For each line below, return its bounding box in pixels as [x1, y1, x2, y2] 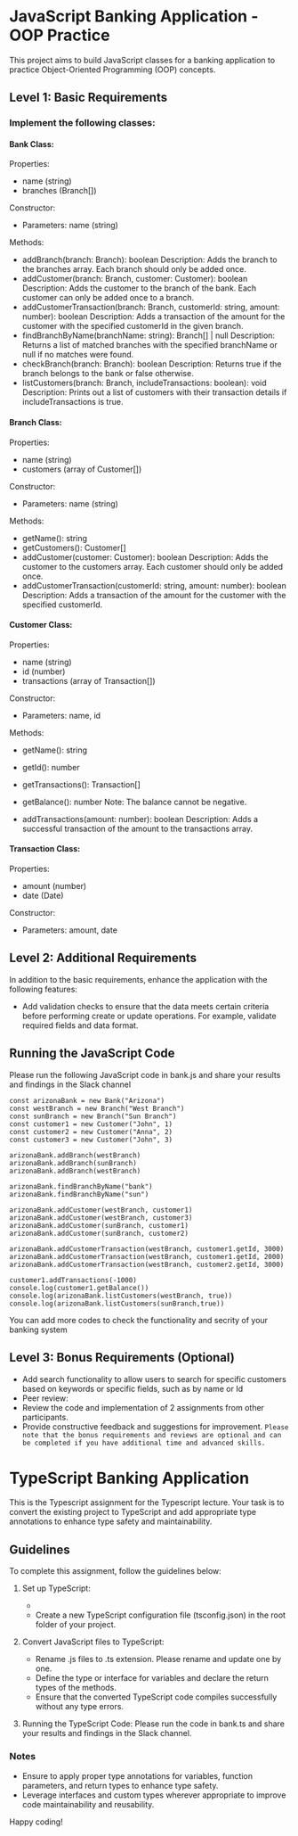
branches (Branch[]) [21, 185, 97, 196]
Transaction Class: [9, 844, 81, 854]
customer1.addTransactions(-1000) [9, 1275, 138, 1285]
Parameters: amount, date [21, 925, 118, 935]
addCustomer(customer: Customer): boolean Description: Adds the [21, 551, 269, 563]
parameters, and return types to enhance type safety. [21, 1780, 219, 1791]
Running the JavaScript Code [9, 1046, 175, 1061]
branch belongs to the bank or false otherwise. [21, 368, 194, 379]
